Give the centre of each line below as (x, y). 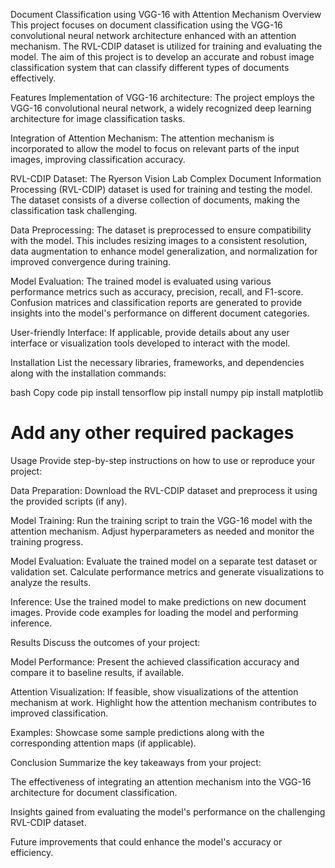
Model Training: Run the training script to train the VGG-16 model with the (161, 520)
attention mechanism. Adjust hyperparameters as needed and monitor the (162, 531)
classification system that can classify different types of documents (150, 67)
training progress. (47, 541)
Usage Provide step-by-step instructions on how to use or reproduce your (163, 460)
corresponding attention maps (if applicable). (103, 743)
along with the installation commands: (88, 373)
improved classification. (59, 713)
